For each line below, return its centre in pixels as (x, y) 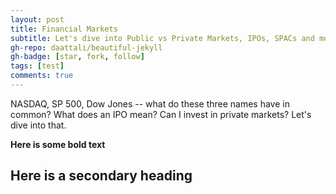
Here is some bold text (58, 144)
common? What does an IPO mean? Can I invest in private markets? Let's (161, 114)
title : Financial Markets (64, 29)
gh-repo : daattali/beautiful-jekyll (86, 47)
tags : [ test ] (37, 66)
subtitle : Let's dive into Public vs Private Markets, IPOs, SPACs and (162, 38)
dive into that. (38, 125)
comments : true (42, 76)
